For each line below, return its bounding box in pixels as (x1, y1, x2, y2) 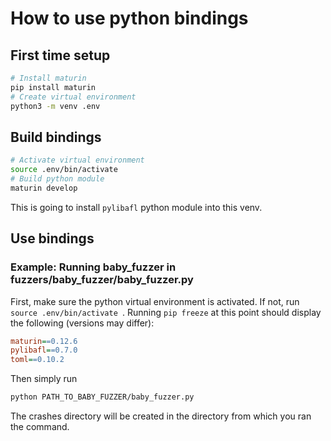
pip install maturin (10, 82, 97, 92)
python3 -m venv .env (10, 101, 101, 111)
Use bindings (10, 230, 95, 247)
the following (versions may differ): (10, 317, 155, 329)
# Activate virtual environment (10, 155, 145, 166)
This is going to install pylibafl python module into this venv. (10, 201, 263, 213)
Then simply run (10, 373, 78, 385)
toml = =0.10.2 (10, 355, 65, 365)
